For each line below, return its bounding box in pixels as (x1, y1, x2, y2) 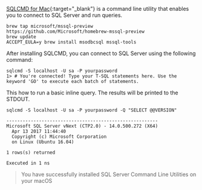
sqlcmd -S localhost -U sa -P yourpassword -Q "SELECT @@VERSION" (6, 107, 177, 113)
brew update (6, 34, 36, 40)
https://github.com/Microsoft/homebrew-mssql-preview (6, 28, 145, 34)
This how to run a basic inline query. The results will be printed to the (6, 89, 178, 96)
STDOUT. (6, 96, 30, 102)
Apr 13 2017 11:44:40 (11, 128, 67, 134)
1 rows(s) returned (6, 149, 56, 156)
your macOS (21, 177, 53, 184)
